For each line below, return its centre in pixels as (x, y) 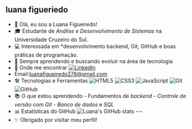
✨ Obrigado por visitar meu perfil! (56, 119)
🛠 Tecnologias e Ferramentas (51, 81)
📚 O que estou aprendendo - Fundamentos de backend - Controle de (100, 96)
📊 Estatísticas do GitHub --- (78, 111)
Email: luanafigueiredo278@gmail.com (61, 73)
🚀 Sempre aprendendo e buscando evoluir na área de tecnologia (94, 61)
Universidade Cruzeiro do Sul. (51, 39)
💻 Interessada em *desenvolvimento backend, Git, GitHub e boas (95, 46)
